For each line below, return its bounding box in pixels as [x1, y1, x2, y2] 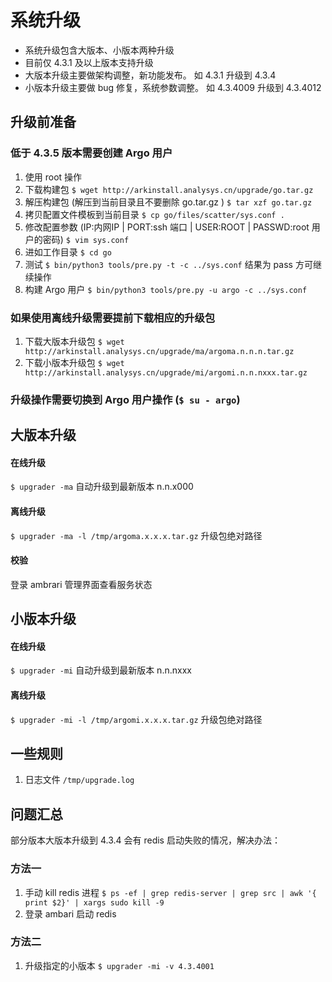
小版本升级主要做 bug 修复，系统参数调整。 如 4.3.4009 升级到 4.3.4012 [24, 81, 322, 93]
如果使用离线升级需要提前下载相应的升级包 [10, 311, 216, 325]
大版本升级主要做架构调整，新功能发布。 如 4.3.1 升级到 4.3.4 [24, 69, 277, 81]
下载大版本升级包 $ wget [24, 335, 125, 347]
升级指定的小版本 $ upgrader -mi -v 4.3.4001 [24, 959, 215, 971]
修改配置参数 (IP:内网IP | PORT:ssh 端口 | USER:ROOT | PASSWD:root [24, 221, 310, 233]
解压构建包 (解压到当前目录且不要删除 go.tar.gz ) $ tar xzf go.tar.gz [24, 196, 313, 208]
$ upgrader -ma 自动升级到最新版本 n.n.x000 [10, 481, 194, 493]
